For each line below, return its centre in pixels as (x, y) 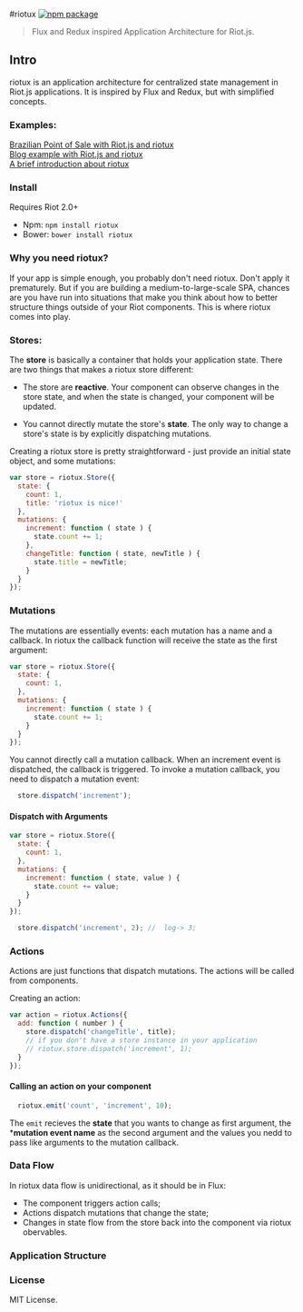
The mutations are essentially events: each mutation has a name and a (141, 631)
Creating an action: (45, 999)
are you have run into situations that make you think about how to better (144, 297)
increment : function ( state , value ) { (103, 878)
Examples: (33, 124)
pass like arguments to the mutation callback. (94, 1142)
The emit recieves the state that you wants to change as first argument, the (151, 1123)
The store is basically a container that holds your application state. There (146, 360)
